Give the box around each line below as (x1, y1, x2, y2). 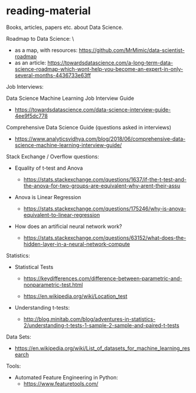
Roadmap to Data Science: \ (6, 35, 74, 42)
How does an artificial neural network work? (14, 223, 122, 230)
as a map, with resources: (14, 46, 78, 54)
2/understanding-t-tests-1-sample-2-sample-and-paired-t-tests (23, 321, 179, 329)
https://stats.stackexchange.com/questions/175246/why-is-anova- (23, 205, 187, 212)
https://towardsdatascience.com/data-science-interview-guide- (14, 106, 171, 113)
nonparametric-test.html (23, 281, 83, 288)
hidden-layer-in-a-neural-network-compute (23, 241, 130, 248)
